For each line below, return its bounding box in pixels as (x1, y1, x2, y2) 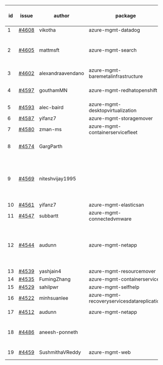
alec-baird (39, 104, 64, 111)
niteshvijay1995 (39, 175, 76, 182)
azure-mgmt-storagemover (89, 115, 153, 121)
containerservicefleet (89, 129, 138, 135)
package (115, 12, 136, 19)
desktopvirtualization (89, 107, 137, 114)
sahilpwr (39, 284, 59, 290)
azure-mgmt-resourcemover (89, 268, 156, 274)
